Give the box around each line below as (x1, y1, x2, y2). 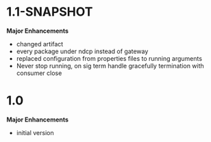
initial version (16, 128, 54, 137)
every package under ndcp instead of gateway (16, 47, 149, 55)
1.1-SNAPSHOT (6, 4, 93, 20)
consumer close (16, 69, 62, 77)
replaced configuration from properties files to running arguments (16, 54, 203, 62)
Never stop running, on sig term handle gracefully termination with (16, 61, 205, 70)
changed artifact (16, 40, 64, 48)
